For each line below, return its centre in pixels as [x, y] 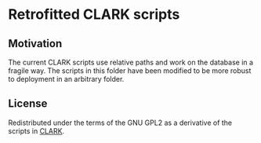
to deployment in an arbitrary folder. [66, 79]
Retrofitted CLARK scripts [94, 15]
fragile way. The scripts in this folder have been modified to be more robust [130, 71]
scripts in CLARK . [36, 130]
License [28, 104]
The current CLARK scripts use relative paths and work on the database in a [130, 62]
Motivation [35, 44]
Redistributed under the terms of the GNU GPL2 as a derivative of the [120, 123]
